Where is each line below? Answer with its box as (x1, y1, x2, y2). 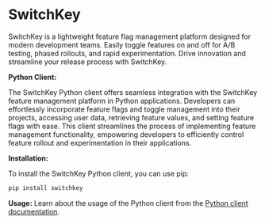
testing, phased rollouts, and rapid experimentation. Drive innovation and (8, 48, 246, 58)
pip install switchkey (8, 184, 83, 192)
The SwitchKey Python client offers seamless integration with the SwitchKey (8, 87, 258, 97)
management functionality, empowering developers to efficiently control (8, 129, 244, 139)
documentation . (8, 207, 60, 216)
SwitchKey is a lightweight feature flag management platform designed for (8, 32, 252, 41)
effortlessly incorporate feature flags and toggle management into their (8, 104, 240, 114)
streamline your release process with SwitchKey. (8, 57, 167, 66)
